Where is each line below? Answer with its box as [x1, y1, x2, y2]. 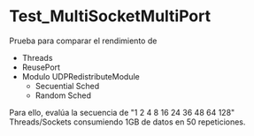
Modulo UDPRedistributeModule [21, 71, 140, 81]
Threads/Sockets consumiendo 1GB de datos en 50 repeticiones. [9, 117, 246, 127]
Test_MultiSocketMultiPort [9, 6, 211, 26]
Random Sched [35, 90, 91, 101]
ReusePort [21, 62, 60, 72]
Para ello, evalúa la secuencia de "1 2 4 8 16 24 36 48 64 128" [9, 107, 235, 117]
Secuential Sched [35, 80, 100, 91]
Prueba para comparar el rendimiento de [9, 35, 158, 46]
